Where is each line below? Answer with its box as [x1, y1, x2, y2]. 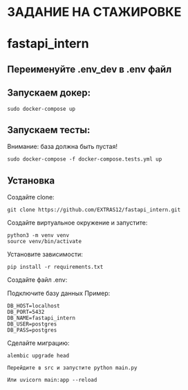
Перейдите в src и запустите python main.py [7, 364, 138, 371]
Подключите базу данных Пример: [7, 289, 111, 298]
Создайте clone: [7, 193, 55, 202]
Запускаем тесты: [7, 124, 91, 136]
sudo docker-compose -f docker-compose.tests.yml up [7, 156, 162, 163]
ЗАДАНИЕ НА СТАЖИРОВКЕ [7, 4, 182, 20]
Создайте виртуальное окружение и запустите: [7, 219, 148, 227]
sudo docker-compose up [7, 105, 76, 112]
